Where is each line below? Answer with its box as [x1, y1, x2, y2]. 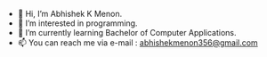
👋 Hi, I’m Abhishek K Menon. [17, 9, 123, 19]
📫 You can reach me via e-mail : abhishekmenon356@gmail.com [17, 37, 258, 48]
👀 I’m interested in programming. [17, 18, 138, 28]
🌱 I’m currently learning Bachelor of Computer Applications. [17, 28, 237, 37]
